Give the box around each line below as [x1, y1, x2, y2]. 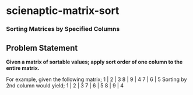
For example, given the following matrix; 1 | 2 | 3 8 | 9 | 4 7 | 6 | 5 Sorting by [6, 76, 187, 83]
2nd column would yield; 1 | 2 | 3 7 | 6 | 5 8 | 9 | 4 [6, 82, 124, 89]
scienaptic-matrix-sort [6, 4, 120, 17]
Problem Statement [6, 43, 78, 53]
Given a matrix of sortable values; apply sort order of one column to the [6, 58, 183, 65]
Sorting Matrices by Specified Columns [6, 25, 120, 33]
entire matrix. [6, 64, 40, 71]
